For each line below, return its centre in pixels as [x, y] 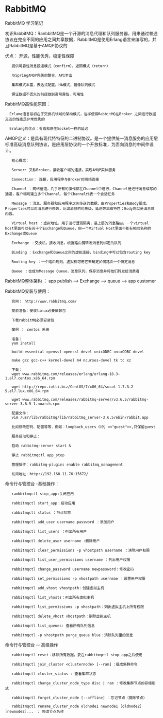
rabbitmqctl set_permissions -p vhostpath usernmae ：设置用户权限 [78, 578]
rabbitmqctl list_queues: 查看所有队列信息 [53, 626]
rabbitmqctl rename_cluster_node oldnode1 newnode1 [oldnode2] [77, 706]
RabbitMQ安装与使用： [28, 291]
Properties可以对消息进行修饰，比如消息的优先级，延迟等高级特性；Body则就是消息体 [80, 208]
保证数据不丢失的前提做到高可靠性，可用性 [48, 94]
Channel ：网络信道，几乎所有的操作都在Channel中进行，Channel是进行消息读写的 [84, 189]
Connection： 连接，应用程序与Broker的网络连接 [55, 179]
